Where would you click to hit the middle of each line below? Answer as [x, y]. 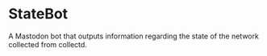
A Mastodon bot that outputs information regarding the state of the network [134, 36]
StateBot [38, 14]
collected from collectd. [48, 44]
